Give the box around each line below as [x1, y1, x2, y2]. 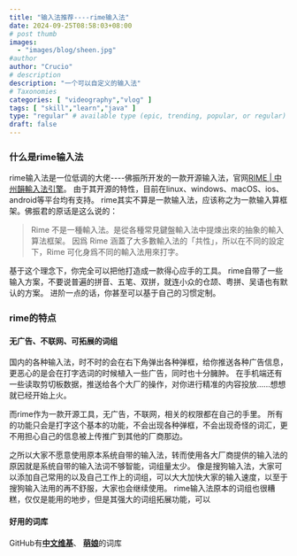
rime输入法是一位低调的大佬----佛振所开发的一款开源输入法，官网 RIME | [9, 173, 272, 183]
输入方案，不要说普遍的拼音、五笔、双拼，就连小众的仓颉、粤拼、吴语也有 [9, 276, 280, 288]
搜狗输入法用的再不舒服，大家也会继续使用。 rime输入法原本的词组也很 [9, 483, 268, 494]
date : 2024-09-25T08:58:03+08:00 [9, 21, 133, 30]
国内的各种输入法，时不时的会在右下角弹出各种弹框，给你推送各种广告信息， [9, 357, 288, 367]
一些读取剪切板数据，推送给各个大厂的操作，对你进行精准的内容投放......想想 [9, 379, 286, 390]
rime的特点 [9, 312, 57, 324]
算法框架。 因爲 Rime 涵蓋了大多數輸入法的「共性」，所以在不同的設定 [30, 236, 285, 246]
